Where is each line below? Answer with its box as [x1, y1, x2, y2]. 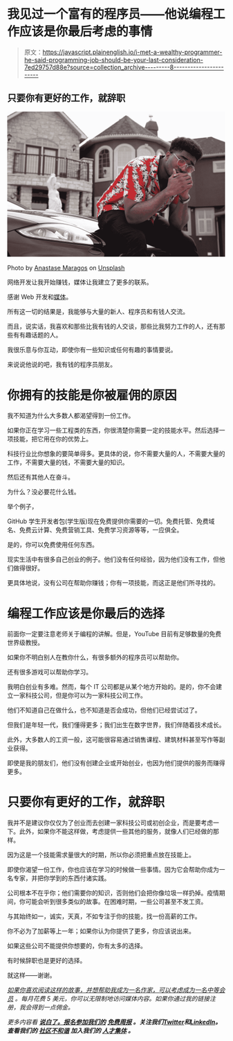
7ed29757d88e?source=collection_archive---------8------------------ [24, 63, 224, 71]
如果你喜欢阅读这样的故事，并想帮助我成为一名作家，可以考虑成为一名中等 [7, 986, 219, 995]
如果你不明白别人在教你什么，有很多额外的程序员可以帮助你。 [7, 653, 183, 662]
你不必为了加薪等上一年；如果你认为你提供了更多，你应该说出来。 [7, 927, 195, 936]
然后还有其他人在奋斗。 [7, 473, 74, 482]
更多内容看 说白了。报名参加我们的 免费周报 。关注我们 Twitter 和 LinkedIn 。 [7, 1018, 222, 1026]
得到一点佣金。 [30, 1003, 74, 1012]
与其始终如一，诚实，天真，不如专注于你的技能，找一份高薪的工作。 [7, 912, 201, 920]
